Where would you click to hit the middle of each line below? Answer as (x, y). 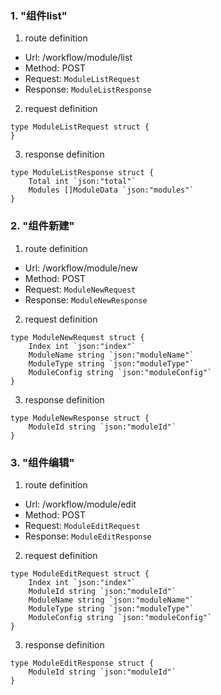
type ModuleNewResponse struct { (80, 418)
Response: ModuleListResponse (88, 89)
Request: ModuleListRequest (82, 79)
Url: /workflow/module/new (81, 268)
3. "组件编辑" (42, 462)
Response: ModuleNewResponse (86, 299)
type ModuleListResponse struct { (82, 173)
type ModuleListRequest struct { (80, 127)
